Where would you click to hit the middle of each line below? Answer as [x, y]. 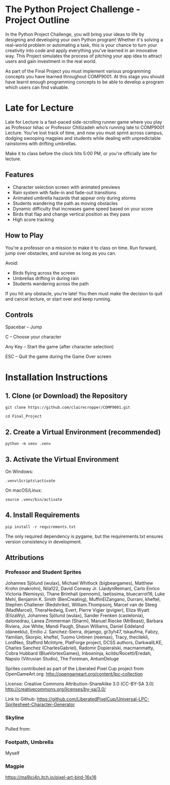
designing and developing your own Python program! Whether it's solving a [84, 40]
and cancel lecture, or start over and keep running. [58, 299]
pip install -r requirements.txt [41, 527]
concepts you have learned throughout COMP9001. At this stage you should [85, 76]
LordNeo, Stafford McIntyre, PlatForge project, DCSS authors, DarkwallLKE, [84, 643]
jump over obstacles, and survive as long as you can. [61, 253]
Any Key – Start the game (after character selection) [60, 347]
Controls [19, 314]
